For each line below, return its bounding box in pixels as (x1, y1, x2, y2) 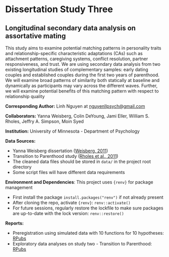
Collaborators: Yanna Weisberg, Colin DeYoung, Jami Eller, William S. (5, 113, 150, 119)
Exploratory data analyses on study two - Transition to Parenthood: (12, 241, 152, 246)
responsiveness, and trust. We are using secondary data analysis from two (5, 61, 160, 67)
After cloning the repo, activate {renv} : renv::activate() (12, 200, 131, 205)
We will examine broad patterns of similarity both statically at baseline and (5, 77, 160, 83)
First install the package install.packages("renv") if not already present (12, 194, 164, 200)
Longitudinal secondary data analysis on (5, 24, 136, 32)
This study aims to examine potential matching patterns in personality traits (5, 45, 161, 51)
